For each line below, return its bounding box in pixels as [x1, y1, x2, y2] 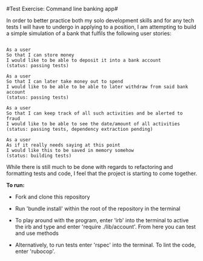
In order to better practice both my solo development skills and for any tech [6, 17, 195, 24]
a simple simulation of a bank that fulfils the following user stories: [6, 30, 171, 37]
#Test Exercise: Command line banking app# [6, 5, 118, 12]
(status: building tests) [6, 153, 72, 159]
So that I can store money [6, 52, 75, 58]
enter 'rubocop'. [15, 248, 56, 255]
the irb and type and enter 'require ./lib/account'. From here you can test [15, 223, 196, 230]
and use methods [15, 230, 59, 237]
